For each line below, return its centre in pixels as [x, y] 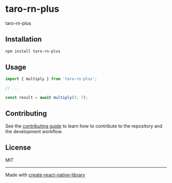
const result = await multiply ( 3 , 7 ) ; [47, 98]
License [18, 148]
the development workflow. [34, 131]
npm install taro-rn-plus [33, 51]
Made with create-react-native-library [45, 175]
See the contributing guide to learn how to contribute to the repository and [84, 126]
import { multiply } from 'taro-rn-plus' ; [51, 79]
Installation [24, 39]
